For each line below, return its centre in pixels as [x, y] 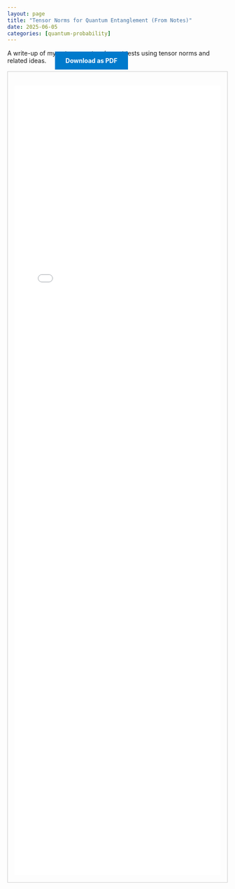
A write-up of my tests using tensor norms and [108, 53]
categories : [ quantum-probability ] [59, 33]
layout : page [26, 14]
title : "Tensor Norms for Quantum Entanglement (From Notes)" [100, 20]
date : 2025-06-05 [33, 27]
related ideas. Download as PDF [62, 61]
